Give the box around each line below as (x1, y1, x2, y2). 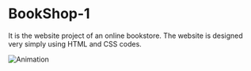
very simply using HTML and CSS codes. (8, 39, 143, 48)
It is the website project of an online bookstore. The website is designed (8, 31, 243, 40)
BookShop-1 (8, 5, 90, 23)
